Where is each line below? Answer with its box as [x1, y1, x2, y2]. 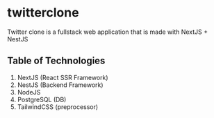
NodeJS [17, 88, 41, 96]
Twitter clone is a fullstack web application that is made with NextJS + [7, 28, 208, 36]
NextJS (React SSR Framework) [17, 73, 109, 81]
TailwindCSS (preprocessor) [17, 102, 99, 111]
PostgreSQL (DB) [17, 95, 67, 104]
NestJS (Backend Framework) [17, 81, 104, 89]
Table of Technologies [7, 55, 106, 67]
